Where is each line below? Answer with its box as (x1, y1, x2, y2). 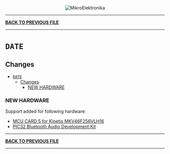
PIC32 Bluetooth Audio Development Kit (12, 124, 96, 130)
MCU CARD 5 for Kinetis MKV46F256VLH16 (12, 118, 105, 124)
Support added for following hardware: (5, 108, 86, 114)
